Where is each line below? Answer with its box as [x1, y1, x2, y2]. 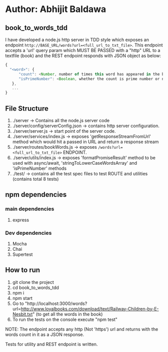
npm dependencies [5, 190, 67, 199]
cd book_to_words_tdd [12, 284, 59, 290]
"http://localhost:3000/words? [24, 300, 87, 306]
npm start [12, 295, 32, 301]
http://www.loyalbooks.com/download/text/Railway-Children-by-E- [20, 305, 159, 311]
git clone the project [12, 279, 54, 285]
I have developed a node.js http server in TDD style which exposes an [5, 37, 149, 43]
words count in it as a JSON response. [5, 331, 84, 337]
